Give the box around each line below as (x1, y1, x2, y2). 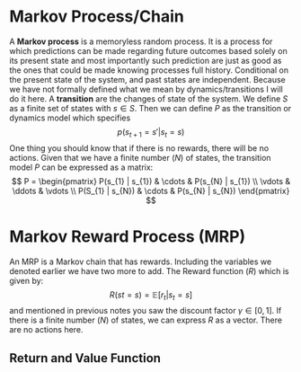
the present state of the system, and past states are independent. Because (9, 74, 286, 84)
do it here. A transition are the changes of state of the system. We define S (9, 93, 288, 104)
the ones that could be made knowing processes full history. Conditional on (9, 65, 289, 75)
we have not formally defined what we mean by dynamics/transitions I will (9, 84, 283, 94)
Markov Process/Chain (9, 6, 184, 27)
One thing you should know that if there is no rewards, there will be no (9, 142, 270, 154)
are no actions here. (9, 324, 84, 335)
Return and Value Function (9, 350, 162, 366)
